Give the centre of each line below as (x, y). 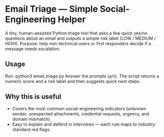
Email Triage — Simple (52, 9)
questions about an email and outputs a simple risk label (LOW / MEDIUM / (81, 38)
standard (21, 129)
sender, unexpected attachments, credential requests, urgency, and (81, 113)
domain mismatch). (32, 119)
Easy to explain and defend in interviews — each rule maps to (75, 124)
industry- (148, 124)
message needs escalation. (33, 49)
